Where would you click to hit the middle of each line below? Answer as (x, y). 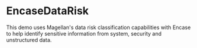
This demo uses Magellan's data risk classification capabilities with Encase (98, 27)
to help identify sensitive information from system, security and (84, 33)
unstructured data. (29, 40)
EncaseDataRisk (47, 11)
